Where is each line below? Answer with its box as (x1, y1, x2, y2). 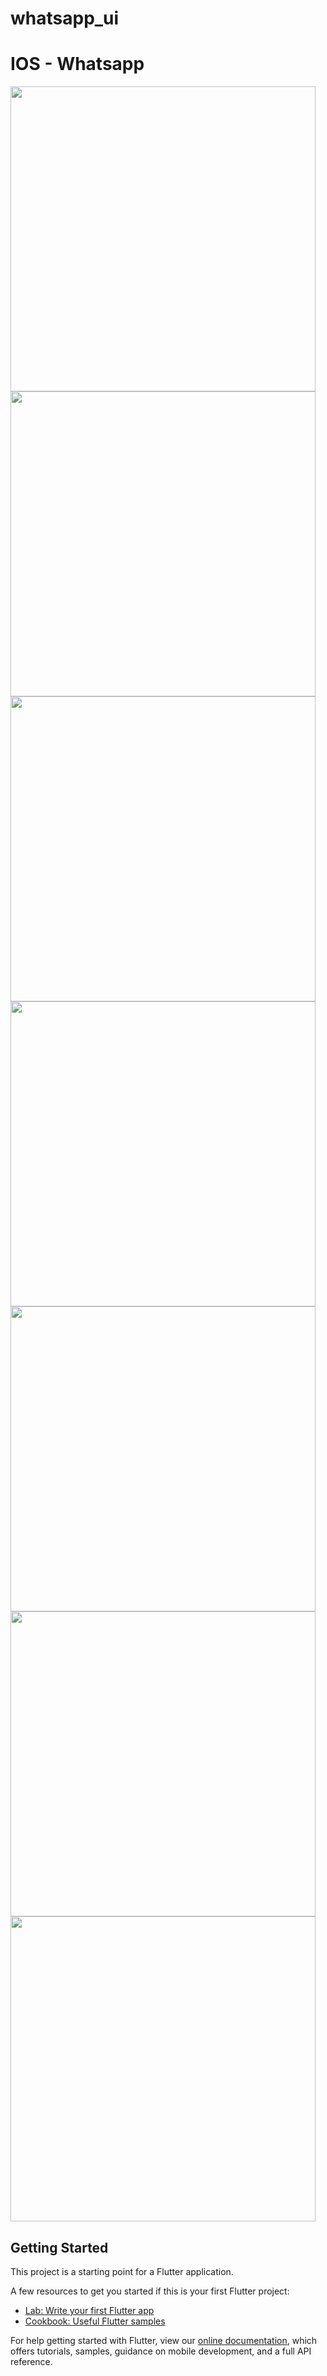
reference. (10, 2355, 53, 2367)
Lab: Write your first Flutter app (24, 2304, 155, 2316)
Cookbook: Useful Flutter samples (24, 2315, 166, 2327)
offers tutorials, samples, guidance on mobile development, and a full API (10, 2345, 312, 2357)
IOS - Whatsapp (10, 53, 145, 76)
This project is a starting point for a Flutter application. (10, 2265, 234, 2277)
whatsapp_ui (10, 7, 120, 30)
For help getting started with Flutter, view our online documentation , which (10, 2334, 318, 2346)
